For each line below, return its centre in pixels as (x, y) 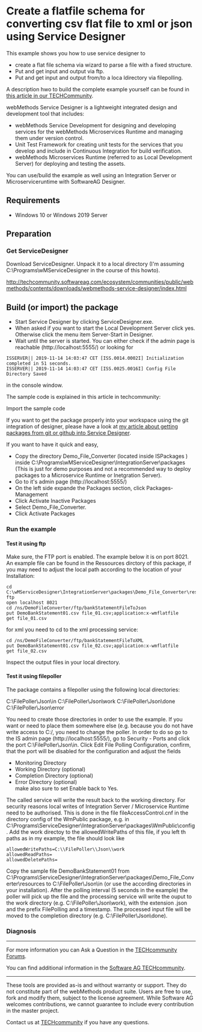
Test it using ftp (26, 543)
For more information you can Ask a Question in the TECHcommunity (92, 950)
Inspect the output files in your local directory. (63, 663)
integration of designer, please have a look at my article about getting (92, 426)
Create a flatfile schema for (76, 11)
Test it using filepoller (34, 676)
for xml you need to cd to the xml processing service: (72, 630)
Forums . (17, 956)
